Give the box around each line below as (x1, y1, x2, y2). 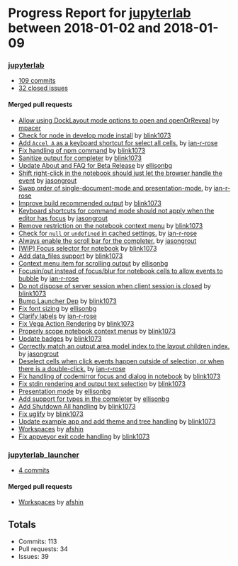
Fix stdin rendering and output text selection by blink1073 (18, 379, 186, 387)
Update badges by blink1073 (18, 334, 102, 343)
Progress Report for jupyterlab (8, 5, 191, 21)
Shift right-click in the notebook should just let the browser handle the (18, 169, 222, 177)
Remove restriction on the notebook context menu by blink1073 (18, 221, 203, 230)
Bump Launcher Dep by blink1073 (18, 296, 117, 305)
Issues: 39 (18, 553, 49, 560)
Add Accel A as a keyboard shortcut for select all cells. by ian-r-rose (18, 138, 218, 147)
